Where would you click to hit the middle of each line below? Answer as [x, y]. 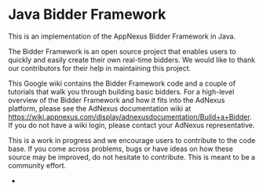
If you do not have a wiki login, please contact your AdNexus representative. [131, 125]
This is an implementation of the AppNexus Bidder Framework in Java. [122, 36]
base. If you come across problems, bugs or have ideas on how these [121, 149]
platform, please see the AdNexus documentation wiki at [100, 108]
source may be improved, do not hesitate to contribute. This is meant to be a [132, 157]
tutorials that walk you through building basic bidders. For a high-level [121, 91]
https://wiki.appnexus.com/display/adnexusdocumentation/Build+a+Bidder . [130, 116]
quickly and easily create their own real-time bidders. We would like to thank [132, 60]
